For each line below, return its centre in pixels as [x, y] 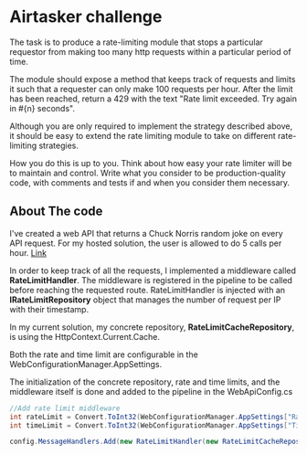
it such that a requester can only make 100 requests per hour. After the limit [152, 89]
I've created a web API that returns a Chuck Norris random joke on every [146, 233]
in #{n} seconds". [42, 108]
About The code [56, 212]
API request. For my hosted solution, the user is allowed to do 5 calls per [146, 243]
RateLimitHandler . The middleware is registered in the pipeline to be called [151, 280]
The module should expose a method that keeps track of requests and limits [153, 79]
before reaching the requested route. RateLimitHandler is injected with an [148, 290]
